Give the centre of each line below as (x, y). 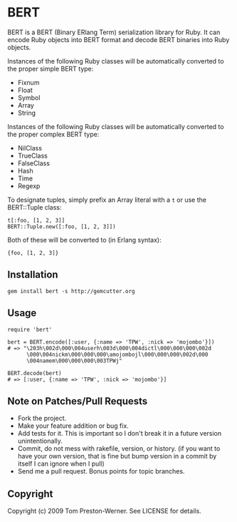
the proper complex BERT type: (53, 134)
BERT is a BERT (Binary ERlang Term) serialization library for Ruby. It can (114, 32)
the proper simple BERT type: (51, 68)
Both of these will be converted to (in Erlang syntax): (84, 240)
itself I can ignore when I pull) (61, 464)
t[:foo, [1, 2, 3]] (36, 220)
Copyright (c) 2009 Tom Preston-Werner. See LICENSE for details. (104, 511)
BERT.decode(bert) (35, 373)
